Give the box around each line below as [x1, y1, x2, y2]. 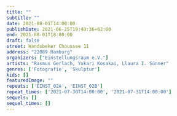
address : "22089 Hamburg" [6, 49, 73, 55]
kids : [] [6, 72, 29, 78]
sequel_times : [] [6, 100, 51, 106]
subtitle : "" [6, 15, 40, 21]
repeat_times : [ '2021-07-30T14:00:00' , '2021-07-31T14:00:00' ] [6, 89, 172, 95]
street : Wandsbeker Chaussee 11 [6, 44, 89, 50]
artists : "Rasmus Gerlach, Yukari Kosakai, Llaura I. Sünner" [6, 60, 169, 66]
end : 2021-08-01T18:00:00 [6, 32, 73, 38]
